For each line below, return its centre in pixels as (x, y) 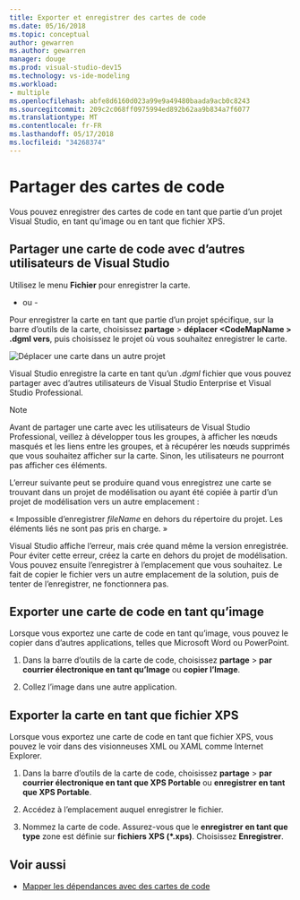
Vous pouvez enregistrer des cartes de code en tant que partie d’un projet (146, 211)
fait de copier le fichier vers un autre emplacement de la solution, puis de (144, 574)
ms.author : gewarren (48, 51)
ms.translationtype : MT (54, 117)
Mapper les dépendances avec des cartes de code (116, 886)
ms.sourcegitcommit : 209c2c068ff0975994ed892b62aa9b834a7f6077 (130, 109)
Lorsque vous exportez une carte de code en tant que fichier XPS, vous (141, 737)
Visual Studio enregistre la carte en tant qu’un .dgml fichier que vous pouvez (150, 373)
